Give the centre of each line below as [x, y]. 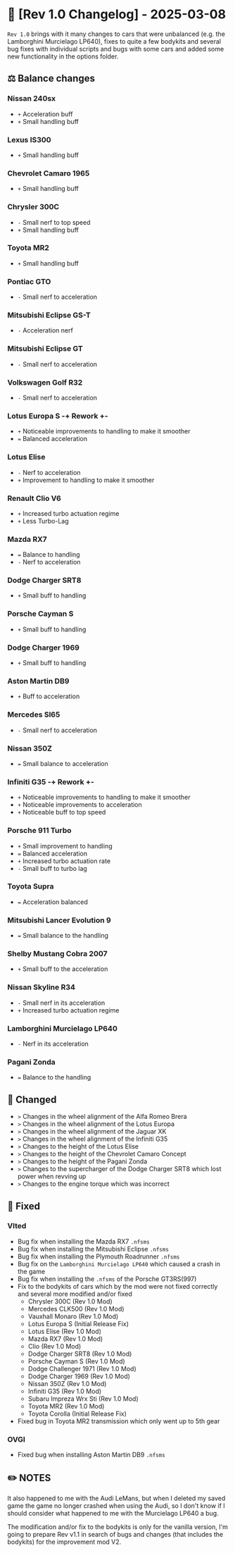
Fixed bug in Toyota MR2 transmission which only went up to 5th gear [119, 1421]
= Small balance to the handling [63, 936]
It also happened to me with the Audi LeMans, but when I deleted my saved [116, 1498]
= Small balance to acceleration [63, 763]
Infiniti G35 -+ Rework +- [51, 781]
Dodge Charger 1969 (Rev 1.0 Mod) [79, 1376]
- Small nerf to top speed [54, 222]
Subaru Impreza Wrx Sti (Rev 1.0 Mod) [83, 1399]
